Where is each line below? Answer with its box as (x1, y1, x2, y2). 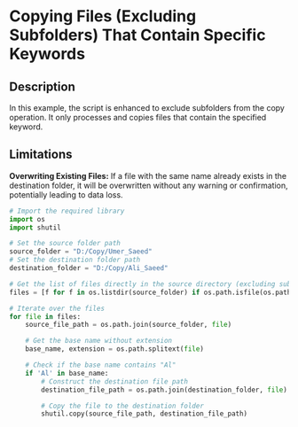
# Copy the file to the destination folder (41, 401, 204, 410)
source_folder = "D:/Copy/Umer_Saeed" (9, 247, 153, 256)
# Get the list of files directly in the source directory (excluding (9, 279, 276, 289)
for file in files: (9, 312, 82, 321)
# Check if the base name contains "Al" (25, 361, 176, 369)
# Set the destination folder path (9, 255, 141, 265)
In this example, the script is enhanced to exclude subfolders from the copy (9, 103, 286, 113)
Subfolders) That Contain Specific (9, 25, 266, 45)
